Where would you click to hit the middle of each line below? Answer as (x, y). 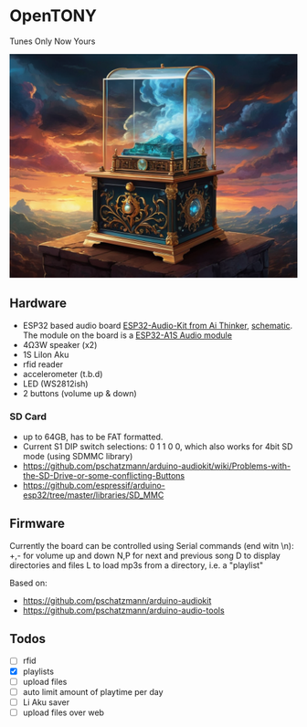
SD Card (28, 416)
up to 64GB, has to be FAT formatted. (93, 437)
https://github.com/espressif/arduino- (94, 485)
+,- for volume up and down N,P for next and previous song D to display (145, 555)
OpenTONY (53, 16)
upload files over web (64, 712)
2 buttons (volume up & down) (79, 393)
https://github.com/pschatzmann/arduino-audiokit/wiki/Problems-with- (157, 466)
